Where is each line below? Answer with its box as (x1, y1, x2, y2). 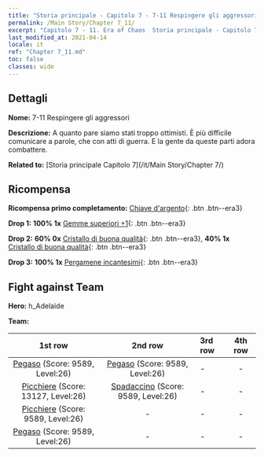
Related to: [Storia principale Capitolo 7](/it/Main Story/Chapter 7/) (8, 160, 224, 169)
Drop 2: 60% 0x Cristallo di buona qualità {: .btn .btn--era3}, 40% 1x (8, 234, 230, 244)
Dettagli (8, 92, 48, 105)
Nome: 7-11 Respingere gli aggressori (8, 112, 130, 122)
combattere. (8, 145, 48, 154)
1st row (38, 340, 68, 351)
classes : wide (8, 63, 55, 71)
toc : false (8, 56, 44, 64)
